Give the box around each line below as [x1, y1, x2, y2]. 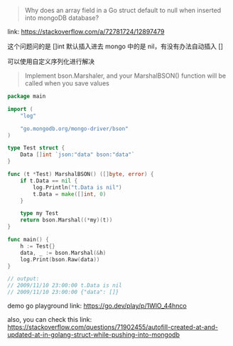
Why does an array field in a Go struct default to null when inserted [24, 6, 222, 14]
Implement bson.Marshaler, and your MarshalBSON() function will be [24, 71, 227, 80]
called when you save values [24, 79, 110, 88]
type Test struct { [7, 145, 65, 152]
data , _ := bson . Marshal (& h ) [20, 249, 107, 256]
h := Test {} [20, 242, 55, 250]
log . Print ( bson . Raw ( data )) [20, 256, 100, 263]
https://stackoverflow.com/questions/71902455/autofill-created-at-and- [7, 323, 218, 331]
